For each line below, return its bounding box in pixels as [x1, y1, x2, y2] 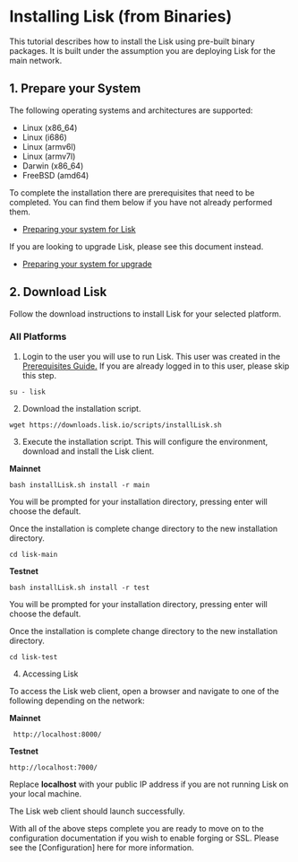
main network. [9, 55, 63, 65]
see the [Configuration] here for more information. [9, 841, 194, 853]
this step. [21, 370, 56, 380]
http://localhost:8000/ [13, 729, 102, 739]
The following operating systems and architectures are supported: [9, 105, 253, 116]
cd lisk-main [9, 550, 58, 559]
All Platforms [9, 330, 67, 343]
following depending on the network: [9, 695, 145, 706]
